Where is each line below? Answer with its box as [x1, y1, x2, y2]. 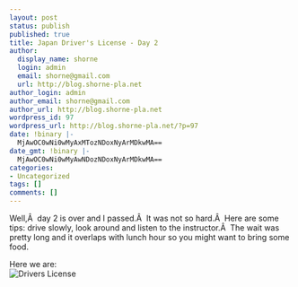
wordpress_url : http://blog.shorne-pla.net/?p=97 [9, 122, 199, 131]
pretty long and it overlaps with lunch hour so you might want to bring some [9, 232, 290, 242]
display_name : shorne [17, 55, 99, 64]
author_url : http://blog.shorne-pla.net [9, 105, 163, 114]
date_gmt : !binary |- [9, 146, 91, 155]
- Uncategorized [9, 171, 70, 180]
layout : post [9, 13, 58, 22]
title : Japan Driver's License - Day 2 [9, 38, 159, 48]
